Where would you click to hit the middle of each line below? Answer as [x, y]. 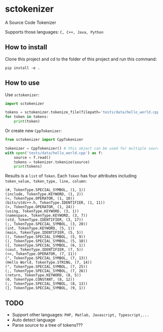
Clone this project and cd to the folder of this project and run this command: [81, 59]
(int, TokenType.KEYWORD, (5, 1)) [40, 228]
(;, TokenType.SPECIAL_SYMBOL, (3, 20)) [47, 224]
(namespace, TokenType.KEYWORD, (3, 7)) [47, 215]
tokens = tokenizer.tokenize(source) [52, 162]
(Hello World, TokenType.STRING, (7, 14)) [49, 263]
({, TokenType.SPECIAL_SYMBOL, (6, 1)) [45, 245]
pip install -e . [23, 68]
